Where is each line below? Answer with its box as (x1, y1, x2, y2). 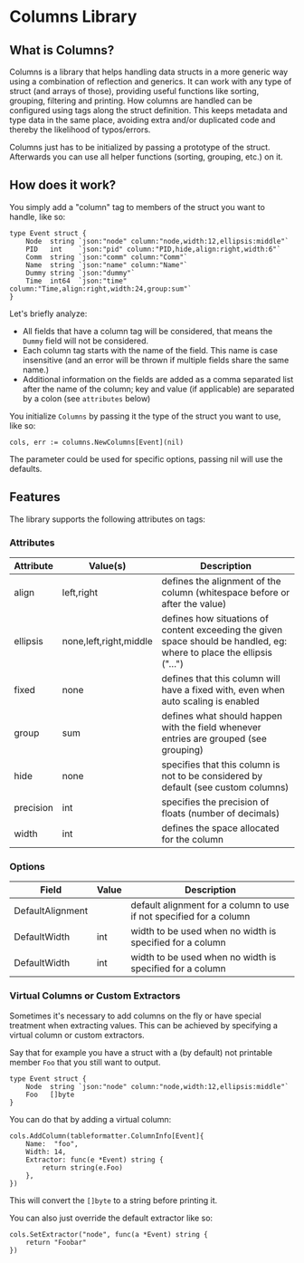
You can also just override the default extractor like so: (9, 1212, 214, 1223)
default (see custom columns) (161, 781, 290, 794)
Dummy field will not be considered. (22, 335, 149, 346)
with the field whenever (161, 720, 261, 733)
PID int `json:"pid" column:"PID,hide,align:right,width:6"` (25, 245, 281, 254)
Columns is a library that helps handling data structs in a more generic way (9, 66, 289, 77)
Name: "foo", (25, 1139, 79, 1148)
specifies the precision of (161, 795, 270, 808)
